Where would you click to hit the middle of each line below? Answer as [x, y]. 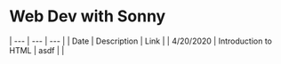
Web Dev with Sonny [88, 16]
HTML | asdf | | [37, 50]
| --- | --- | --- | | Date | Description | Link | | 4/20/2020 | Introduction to [141, 41]
